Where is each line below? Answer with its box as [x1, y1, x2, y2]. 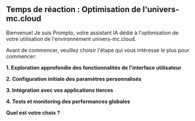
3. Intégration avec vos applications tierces [6, 87, 114, 94]
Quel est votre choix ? [6, 109, 60, 116]
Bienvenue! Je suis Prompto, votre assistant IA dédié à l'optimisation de [6, 29, 179, 36]
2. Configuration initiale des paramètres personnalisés [6, 75, 142, 82]
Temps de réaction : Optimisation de [6, 5, 142, 15]
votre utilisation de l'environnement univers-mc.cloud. [6, 35, 136, 42]
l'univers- [142, 5, 180, 15]
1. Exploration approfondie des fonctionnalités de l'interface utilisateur [6, 64, 182, 71]
